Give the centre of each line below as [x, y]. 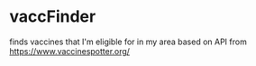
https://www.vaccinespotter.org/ [70, 51]
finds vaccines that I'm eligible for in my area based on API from [128, 42]
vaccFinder [53, 17]
